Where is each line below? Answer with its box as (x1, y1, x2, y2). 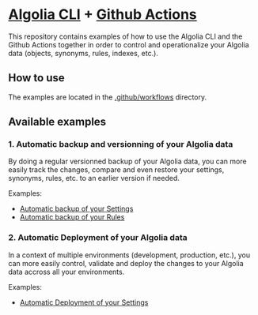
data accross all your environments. (8, 267, 125, 276)
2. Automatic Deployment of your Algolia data (8, 232, 188, 243)
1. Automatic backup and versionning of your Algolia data (8, 139, 233, 150)
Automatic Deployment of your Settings (19, 298, 149, 307)
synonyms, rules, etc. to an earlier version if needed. (8, 174, 180, 183)
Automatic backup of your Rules (19, 212, 125, 222)
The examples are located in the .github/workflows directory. (8, 92, 207, 102)
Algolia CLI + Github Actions (8, 6, 198, 24)
